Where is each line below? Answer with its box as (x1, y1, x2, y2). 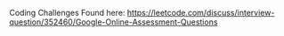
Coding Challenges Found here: (9, 8, 126, 18)
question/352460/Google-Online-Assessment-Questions (9, 17, 218, 27)
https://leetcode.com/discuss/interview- (126, 8, 275, 18)
